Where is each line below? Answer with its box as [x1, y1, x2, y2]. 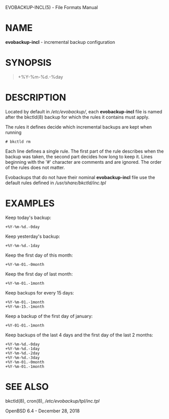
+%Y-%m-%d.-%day [17, 73, 63, 80]
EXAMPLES [5, 198, 55, 209]
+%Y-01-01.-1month [5, 323, 44, 328]
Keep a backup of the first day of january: [5, 313, 93, 319]
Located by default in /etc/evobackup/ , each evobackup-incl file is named [5, 108, 162, 114]
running [5, 129, 22, 135]
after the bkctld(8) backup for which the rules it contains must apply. [5, 114, 150, 120]
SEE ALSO [5, 381, 49, 392]
